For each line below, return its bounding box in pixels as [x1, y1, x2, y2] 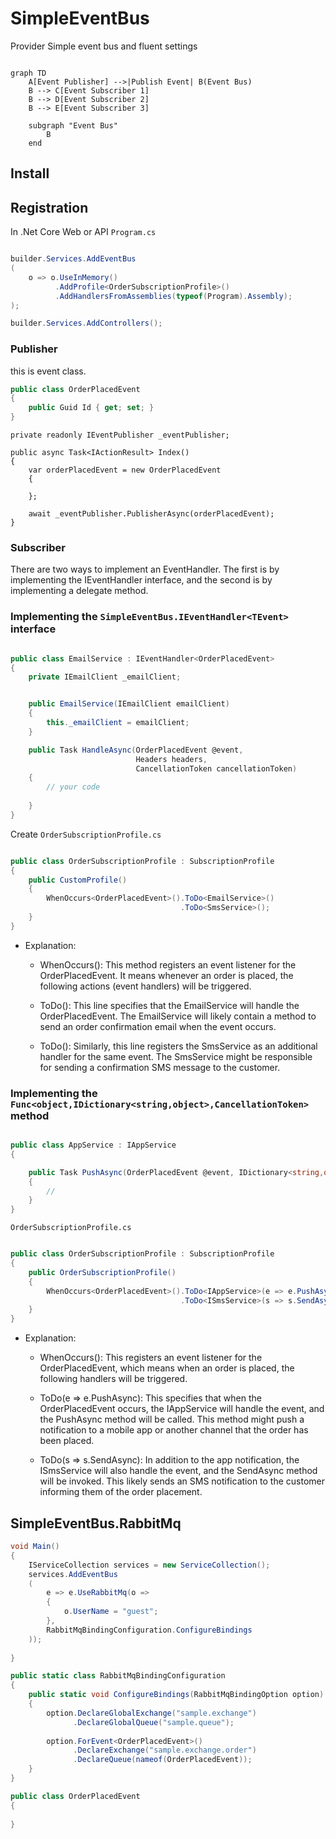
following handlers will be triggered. [39, 1373, 188, 1385]
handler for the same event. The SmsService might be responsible [39, 1050, 313, 1062]
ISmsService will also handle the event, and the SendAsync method [39, 1465, 318, 1477]
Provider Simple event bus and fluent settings [10, 40, 198, 52]
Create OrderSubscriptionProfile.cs [10, 828, 162, 840]
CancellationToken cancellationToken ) [135, 763, 298, 774]
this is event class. [10, 365, 87, 377]
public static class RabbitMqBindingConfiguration [10, 1671, 226, 1681]
